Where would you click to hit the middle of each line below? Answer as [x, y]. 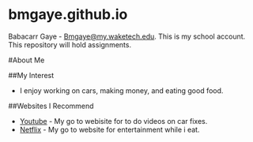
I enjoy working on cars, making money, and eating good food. [121, 90]
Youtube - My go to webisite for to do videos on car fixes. [113, 121]
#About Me [26, 60]
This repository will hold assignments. [70, 44]
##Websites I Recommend [51, 106]
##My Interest [31, 75]
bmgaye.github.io [68, 15]
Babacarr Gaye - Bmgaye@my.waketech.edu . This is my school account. [127, 36]
